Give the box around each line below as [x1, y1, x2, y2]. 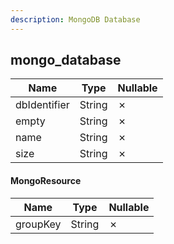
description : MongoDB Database [10, 14, 141, 25]
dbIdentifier [15, 98, 70, 112]
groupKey [15, 217, 62, 231]
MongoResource [10, 175, 82, 187]
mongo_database [10, 52, 122, 69]
